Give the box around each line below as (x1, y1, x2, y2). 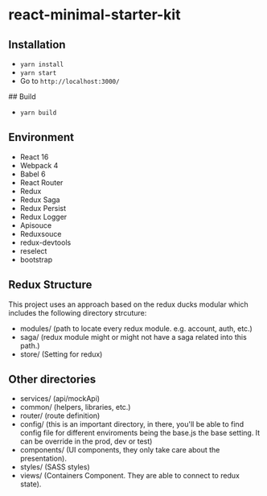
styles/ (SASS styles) (19, 462, 90, 472)
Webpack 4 (19, 160, 59, 170)
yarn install (19, 60, 64, 68)
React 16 (19, 151, 49, 162)
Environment (8, 130, 75, 144)
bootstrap (19, 254, 53, 264)
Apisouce (19, 220, 52, 230)
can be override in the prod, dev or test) (19, 436, 153, 446)
